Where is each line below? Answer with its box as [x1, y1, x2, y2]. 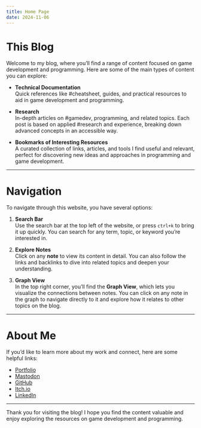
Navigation [6, 184, 62, 198]
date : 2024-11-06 [6, 14, 50, 20]
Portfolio [14, 367, 36, 374]
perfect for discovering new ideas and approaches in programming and [14, 152, 191, 159]
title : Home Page [6, 8, 50, 15]
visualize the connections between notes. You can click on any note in [14, 290, 188, 297]
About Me [6, 329, 56, 342]
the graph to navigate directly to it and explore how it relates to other [14, 296, 184, 303]
